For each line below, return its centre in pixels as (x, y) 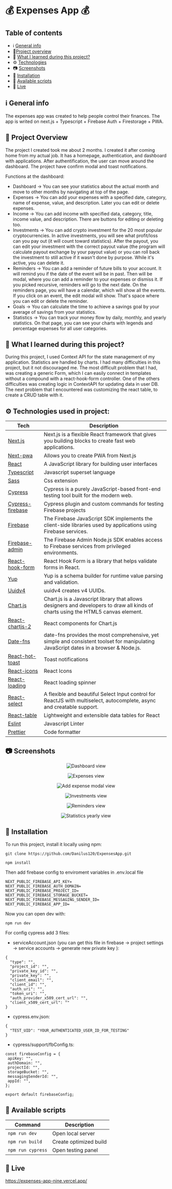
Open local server (73, 1133)
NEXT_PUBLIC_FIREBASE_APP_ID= (38, 904)
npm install (18, 862)
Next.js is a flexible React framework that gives (100, 435)
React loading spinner (70, 682)
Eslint (15, 724)
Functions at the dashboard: (35, 176)
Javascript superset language (79, 473)
